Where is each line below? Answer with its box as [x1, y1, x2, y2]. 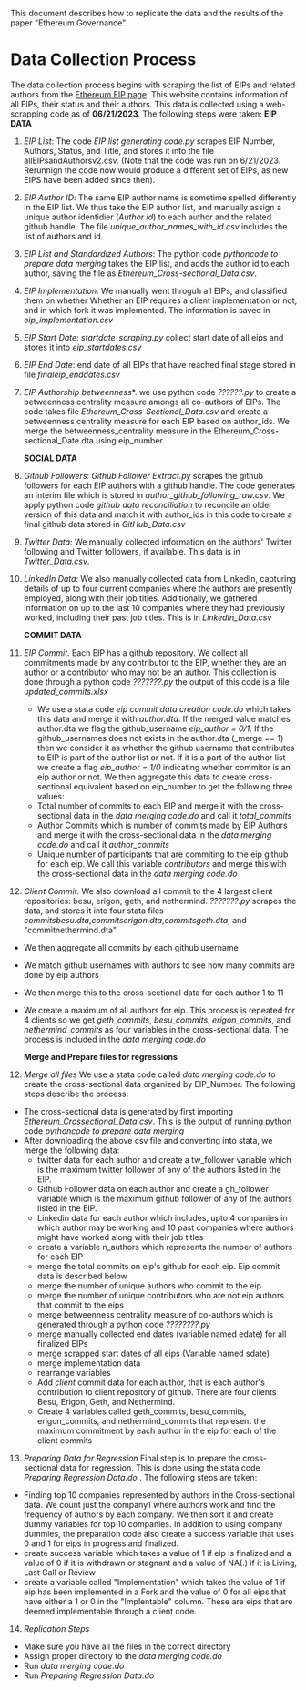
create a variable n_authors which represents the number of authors [36, 1241, 293, 1252]
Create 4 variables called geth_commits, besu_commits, [36, 1406, 247, 1417]
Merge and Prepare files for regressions [23, 1051, 178, 1062]
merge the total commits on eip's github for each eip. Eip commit [36, 1260, 280, 1271]
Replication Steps [23, 1623, 90, 1634]
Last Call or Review [23, 1566, 97, 1578]
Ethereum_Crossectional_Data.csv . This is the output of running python [23, 1115, 292, 1126]
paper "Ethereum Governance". [10, 17, 128, 28]
